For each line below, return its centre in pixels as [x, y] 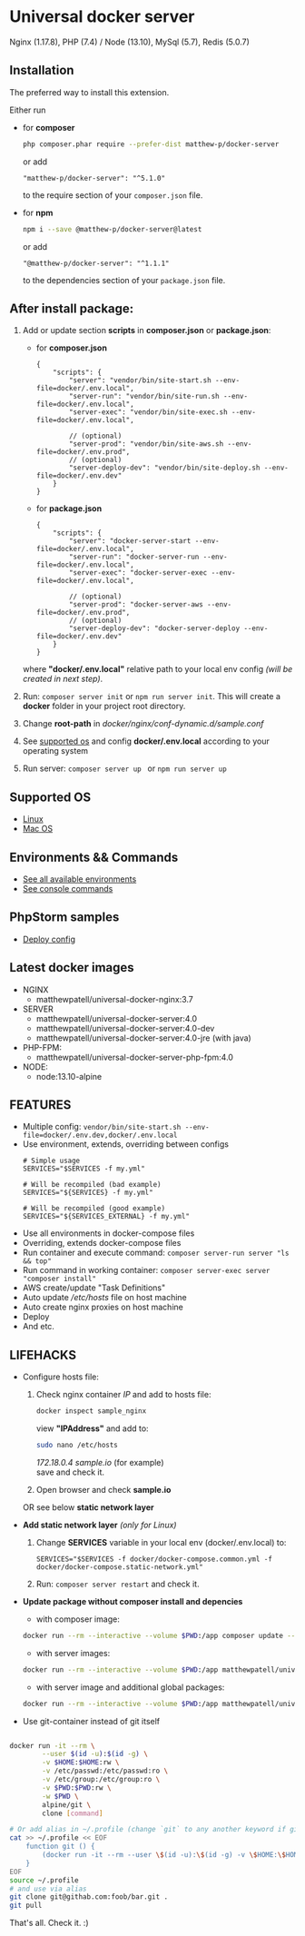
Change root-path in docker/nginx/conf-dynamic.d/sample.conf [143, 724]
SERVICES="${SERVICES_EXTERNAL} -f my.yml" [106, 1217]
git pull [26, 1906]
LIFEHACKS [43, 1355]
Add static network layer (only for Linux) [99, 1525]
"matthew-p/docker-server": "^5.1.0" [94, 178]
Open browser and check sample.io [103, 1489]
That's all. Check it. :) [49, 1923]
